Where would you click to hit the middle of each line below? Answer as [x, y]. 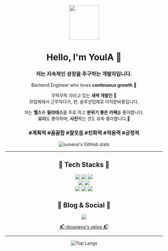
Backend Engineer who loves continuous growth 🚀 [84, 85]
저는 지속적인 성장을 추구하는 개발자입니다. [84, 74]
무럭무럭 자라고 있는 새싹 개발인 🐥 [84, 95]
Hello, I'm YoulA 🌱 [84, 57]
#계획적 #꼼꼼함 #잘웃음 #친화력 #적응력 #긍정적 [84, 133]
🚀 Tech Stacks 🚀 [84, 165]
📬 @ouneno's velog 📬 [84, 227]
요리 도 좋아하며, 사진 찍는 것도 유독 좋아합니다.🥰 [84, 119]
